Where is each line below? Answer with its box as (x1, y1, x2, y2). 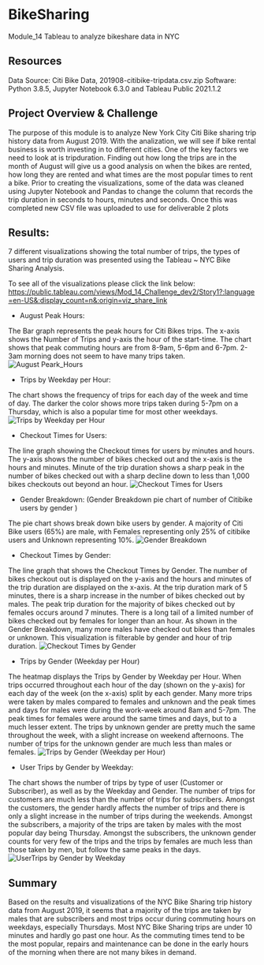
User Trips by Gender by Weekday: (19, 763, 134, 772)
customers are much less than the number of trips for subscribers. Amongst (8, 795, 255, 804)
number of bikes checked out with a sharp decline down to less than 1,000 (8, 471, 250, 481)
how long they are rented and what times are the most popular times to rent (8, 170, 254, 179)
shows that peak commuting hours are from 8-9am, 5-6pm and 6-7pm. (8, 343, 239, 353)
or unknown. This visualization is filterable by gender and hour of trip (8, 633, 232, 642)
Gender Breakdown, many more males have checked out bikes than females (8, 625, 255, 634)
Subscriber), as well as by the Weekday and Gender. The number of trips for (8, 787, 256, 796)
